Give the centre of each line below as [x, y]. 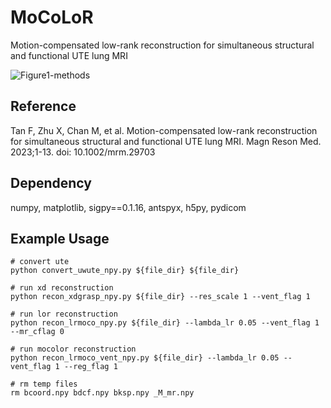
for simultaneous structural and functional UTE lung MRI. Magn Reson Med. [166, 141]
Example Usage [60, 238]
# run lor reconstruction [64, 314]
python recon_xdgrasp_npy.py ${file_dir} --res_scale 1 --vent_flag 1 [160, 297]
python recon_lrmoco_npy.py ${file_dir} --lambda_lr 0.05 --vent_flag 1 [165, 323]
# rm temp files [44, 384]
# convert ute [40, 262]
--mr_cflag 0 [37, 332]
